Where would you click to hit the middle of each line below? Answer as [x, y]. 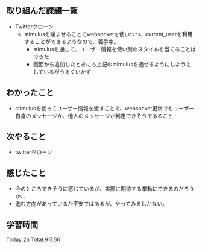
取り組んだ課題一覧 [42, 11]
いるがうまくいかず [67, 72]
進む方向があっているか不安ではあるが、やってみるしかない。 [91, 204]
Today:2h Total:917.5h [33, 239]
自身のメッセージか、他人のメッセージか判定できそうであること [94, 116]
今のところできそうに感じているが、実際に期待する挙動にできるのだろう [105, 189]
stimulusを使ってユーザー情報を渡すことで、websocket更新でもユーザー [105, 108]
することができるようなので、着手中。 [71, 42]
